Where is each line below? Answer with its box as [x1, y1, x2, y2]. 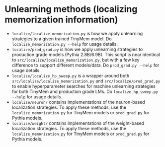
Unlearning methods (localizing [4, 3, 138, 15]
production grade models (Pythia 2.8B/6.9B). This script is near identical [11, 51, 160, 58]
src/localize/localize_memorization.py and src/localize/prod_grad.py [11, 78, 161, 84]
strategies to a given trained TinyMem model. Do [11, 36, 112, 42]
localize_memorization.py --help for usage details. [11, 41, 118, 47]
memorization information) [4, 14, 118, 25]
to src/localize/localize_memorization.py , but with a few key [11, 57, 140, 63]
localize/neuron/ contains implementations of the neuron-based [11, 99, 145, 105]
